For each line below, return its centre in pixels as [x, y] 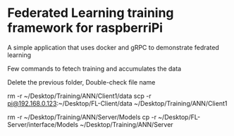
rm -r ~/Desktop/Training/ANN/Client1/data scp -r [79, 96]
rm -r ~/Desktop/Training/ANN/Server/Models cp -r [82, 117]
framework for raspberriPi [85, 28]
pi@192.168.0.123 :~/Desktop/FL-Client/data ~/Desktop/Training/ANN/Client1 [117, 103]
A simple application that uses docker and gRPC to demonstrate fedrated [113, 47]
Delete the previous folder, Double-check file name [81, 82]
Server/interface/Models [43, 124]
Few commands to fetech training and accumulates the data [94, 68]
